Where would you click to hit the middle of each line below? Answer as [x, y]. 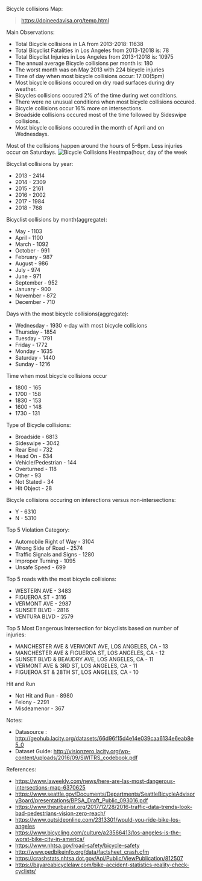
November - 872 [35, 295]
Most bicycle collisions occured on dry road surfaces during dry [95, 82]
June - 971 [28, 276]
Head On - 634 [34, 456]
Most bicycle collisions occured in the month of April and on [90, 127]
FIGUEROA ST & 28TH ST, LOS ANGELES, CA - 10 [77, 672]
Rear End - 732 [34, 450]
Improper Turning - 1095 [45, 561]
